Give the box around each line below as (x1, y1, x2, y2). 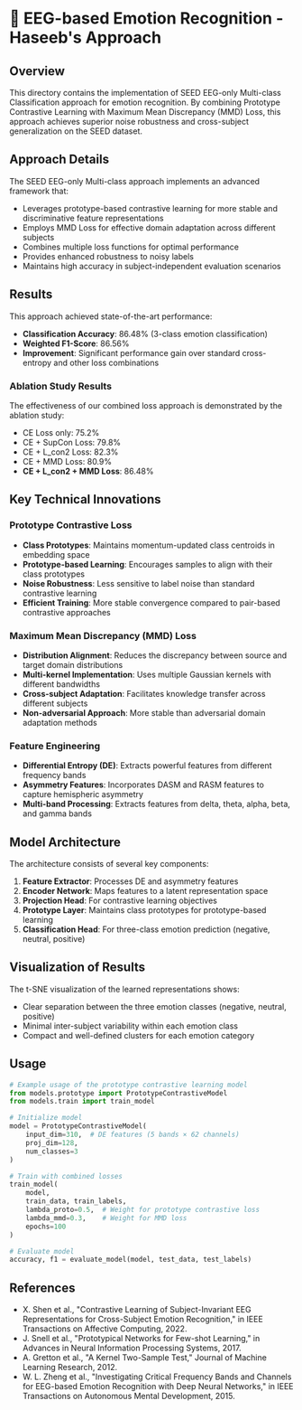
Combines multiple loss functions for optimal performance (22, 241, 239, 252)
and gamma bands (22, 808, 93, 819)
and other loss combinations (53, 357, 160, 368)
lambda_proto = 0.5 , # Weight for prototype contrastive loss (25, 1206, 260, 1215)
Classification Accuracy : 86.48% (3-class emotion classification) (22, 328, 269, 339)
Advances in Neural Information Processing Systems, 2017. (22, 1342, 242, 1354)
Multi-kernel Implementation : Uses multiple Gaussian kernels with (22, 669, 272, 680)
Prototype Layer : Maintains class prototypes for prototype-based (22, 905, 267, 916)
